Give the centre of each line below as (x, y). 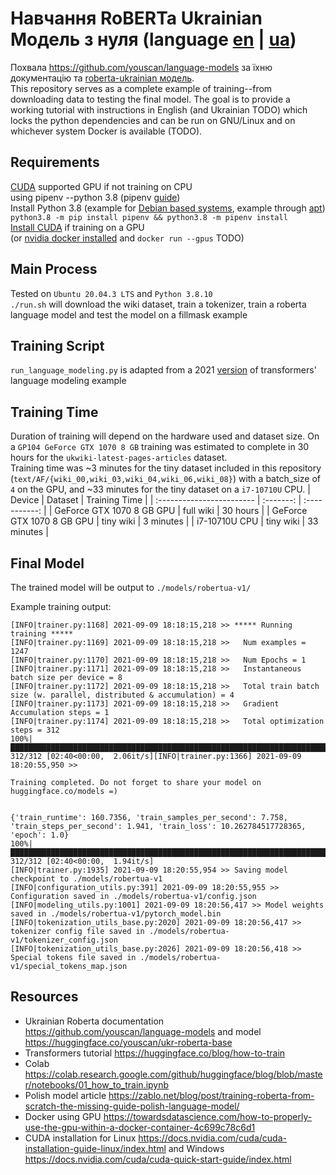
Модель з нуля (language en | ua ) (153, 39)
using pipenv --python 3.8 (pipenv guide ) (95, 197)
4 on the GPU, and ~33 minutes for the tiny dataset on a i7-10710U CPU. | (160, 489)
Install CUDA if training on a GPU (77, 227)
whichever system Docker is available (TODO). (106, 131)
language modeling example (68, 381)
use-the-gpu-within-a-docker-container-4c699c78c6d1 (140, 1127)
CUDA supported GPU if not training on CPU (101, 186)
